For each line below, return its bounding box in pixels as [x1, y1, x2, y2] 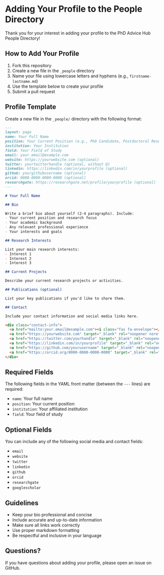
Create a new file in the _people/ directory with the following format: [5, 116, 143, 122]
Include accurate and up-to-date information [12, 517, 102, 523]
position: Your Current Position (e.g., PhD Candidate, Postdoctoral [5, 139, 150, 144]
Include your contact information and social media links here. [5, 314, 139, 319]
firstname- [129, 74, 152, 79]
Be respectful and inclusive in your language [12, 533, 102, 538]
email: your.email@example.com [5, 152, 69, 157]
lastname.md [12, 79, 37, 84]
